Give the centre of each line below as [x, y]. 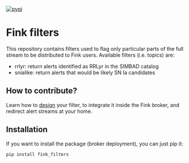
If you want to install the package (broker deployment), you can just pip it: [95, 144]
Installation [27, 129]
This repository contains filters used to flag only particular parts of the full [95, 48]
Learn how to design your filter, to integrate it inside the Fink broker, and [93, 105]
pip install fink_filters [37, 154]
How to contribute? [42, 91]
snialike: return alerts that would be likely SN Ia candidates [85, 72]
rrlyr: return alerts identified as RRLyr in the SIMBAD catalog [87, 66]
